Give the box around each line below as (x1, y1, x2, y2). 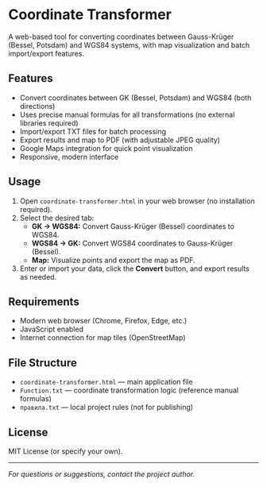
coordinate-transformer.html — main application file (19, 377, 193, 387)
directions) (19, 101, 56, 110)
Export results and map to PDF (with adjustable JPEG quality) (19, 135, 221, 145)
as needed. (19, 272, 57, 281)
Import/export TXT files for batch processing (19, 126, 167, 136)
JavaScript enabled (19, 324, 83, 334)
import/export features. (8, 48, 85, 58)
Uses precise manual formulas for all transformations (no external (19, 110, 235, 119)
